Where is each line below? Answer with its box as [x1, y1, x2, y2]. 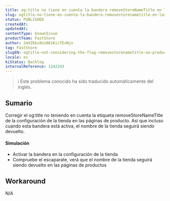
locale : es [5, 54, 28, 60]
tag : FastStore [5, 45, 37, 50]
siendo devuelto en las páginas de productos [12, 162, 107, 168]
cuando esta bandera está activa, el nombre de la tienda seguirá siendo [5, 123, 155, 129]
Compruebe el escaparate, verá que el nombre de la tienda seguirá [12, 157, 153, 163]
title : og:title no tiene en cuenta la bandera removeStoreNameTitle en [5, 7, 162, 13]
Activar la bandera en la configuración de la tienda [12, 151, 118, 157]
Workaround [5, 177, 46, 185]
